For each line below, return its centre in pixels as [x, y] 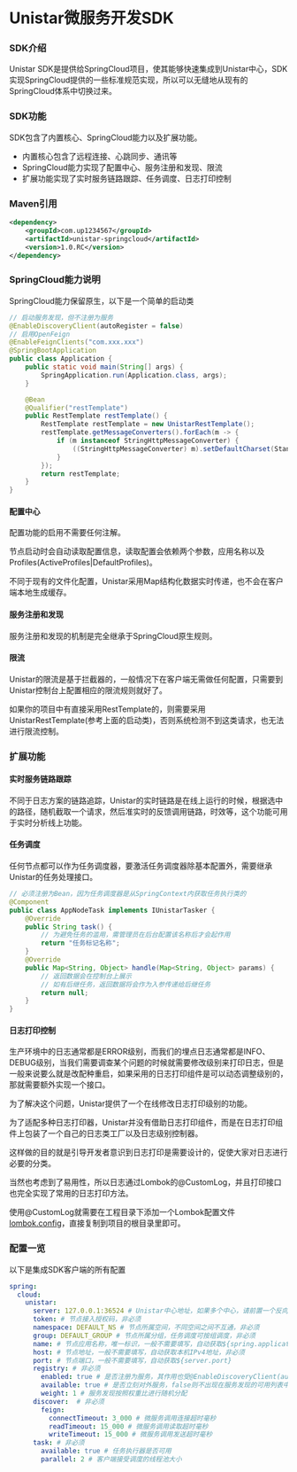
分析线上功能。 [59, 822]
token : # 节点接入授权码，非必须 [87, 1320]
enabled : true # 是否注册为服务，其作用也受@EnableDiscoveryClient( [161, 1377]
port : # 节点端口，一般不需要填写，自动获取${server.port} [132, 1360]
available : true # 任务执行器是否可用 [107, 1451]
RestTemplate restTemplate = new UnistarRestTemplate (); [148, 424]
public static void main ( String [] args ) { [104, 367]
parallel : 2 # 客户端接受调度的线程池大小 [112, 1460]
